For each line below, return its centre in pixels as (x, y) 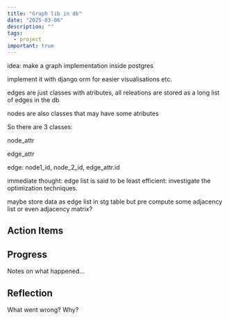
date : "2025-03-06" (35, 20)
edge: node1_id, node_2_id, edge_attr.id (63, 167)
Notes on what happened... (46, 271)
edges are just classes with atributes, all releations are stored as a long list (113, 92)
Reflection (30, 293)
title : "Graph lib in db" (44, 14)
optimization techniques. (42, 188)
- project (27, 40)
